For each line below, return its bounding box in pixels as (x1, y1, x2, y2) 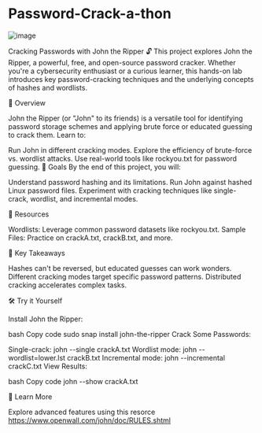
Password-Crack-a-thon (8, 5, 172, 23)
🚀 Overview (8, 98, 46, 107)
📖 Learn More (8, 391, 53, 402)
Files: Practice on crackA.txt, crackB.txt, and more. (8, 233, 173, 242)
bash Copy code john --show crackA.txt (8, 376, 138, 386)
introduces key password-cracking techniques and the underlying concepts (8, 74, 254, 83)
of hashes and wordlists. (8, 83, 88, 92)
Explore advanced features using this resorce (8, 407, 156, 416)
